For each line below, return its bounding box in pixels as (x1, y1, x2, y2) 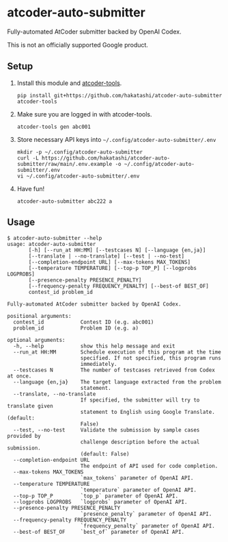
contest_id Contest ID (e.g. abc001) (13, 319, 154, 325)
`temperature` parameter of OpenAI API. (80, 486, 197, 493)
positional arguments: (7, 312, 72, 319)
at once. (7, 372, 32, 380)
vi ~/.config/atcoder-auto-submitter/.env (16, 173, 140, 180)
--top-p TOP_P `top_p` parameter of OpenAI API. (13, 492, 179, 500)
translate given (7, 402, 53, 409)
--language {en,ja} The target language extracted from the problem (13, 378, 222, 385)
